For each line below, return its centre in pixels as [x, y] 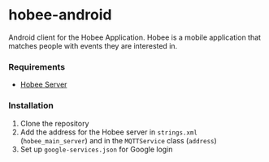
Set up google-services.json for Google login [96, 149]
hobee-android [60, 15]
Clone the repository [54, 123]
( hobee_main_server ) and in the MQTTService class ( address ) [118, 140]
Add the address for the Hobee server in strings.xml [108, 132]
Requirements [37, 66]
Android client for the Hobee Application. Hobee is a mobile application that [135, 37]
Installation [31, 105]
